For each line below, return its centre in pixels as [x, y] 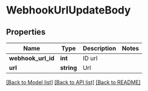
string [69, 68]
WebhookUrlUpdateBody [68, 10]
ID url [90, 58]
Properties [26, 32]
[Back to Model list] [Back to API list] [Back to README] [73, 82]
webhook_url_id [32, 58]
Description [99, 48]
